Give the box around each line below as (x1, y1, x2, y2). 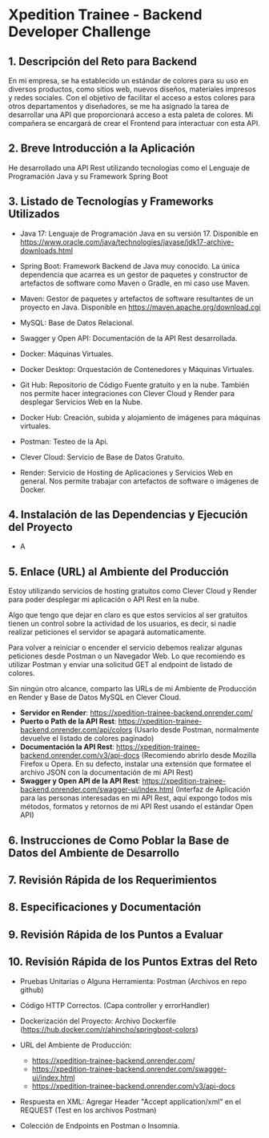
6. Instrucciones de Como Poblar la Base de (8, 833, 230, 847)
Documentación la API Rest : (19, 742, 114, 751)
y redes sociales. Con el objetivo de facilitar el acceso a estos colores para (8, 93, 255, 102)
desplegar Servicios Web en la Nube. (19, 397, 143, 407)
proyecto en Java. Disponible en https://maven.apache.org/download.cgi (19, 302, 261, 312)
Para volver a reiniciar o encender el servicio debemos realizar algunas (8, 643, 243, 653)
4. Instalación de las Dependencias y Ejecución (8, 508, 248, 522)
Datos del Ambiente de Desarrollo (8, 846, 180, 860)
